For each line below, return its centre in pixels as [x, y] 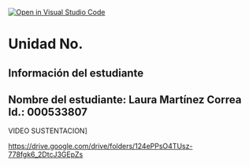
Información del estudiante [76, 73]
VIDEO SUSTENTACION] [48, 131]
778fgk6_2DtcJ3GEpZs [46, 154]
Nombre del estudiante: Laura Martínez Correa [125, 100]
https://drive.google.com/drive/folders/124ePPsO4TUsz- [100, 147]
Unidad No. [46, 44]
